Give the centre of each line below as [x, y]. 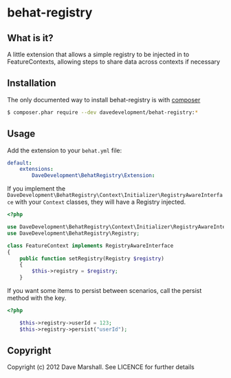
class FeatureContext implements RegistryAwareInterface [90, 246]
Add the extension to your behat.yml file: [65, 150]
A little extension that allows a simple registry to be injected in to [98, 54]
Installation [32, 83]
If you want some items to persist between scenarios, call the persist [104, 291]
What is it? [30, 38]
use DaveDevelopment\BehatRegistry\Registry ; [73, 233]
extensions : [36, 169]
